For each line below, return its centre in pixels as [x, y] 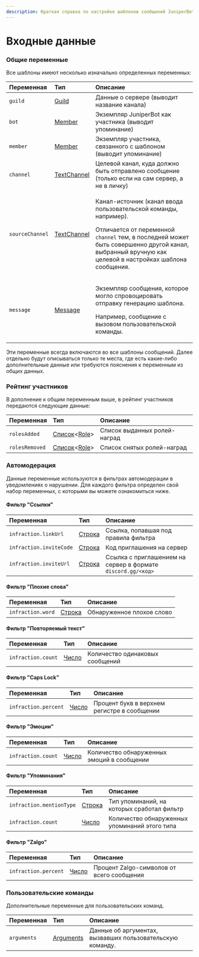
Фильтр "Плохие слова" [38, 586]
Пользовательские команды [50, 893]
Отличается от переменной [135, 230]
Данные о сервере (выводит [137, 98]
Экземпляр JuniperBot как [133, 115]
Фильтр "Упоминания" [36, 776]
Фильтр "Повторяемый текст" [46, 628]
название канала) [121, 105]
